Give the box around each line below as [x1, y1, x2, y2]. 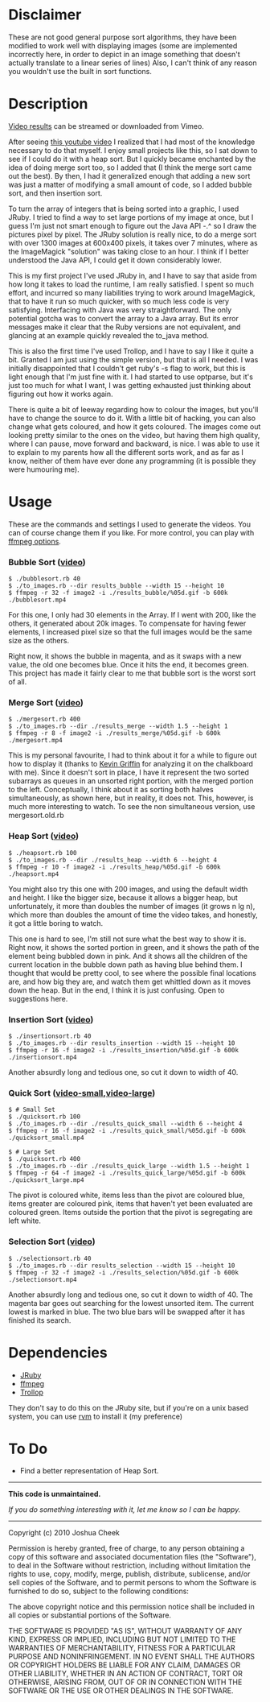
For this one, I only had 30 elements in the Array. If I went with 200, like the [8, 610, 256, 620]
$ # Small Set [8, 1105, 56, 1114]
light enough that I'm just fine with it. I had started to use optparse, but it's [8, 372, 253, 382]
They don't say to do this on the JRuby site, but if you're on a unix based [8, 1402, 249, 1412]
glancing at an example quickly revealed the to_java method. [8, 330, 209, 340]
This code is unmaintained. [8, 1489, 101, 1499]
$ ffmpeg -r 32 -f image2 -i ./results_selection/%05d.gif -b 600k [8, 1268, 239, 1277]
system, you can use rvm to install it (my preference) [8, 1411, 183, 1421]
